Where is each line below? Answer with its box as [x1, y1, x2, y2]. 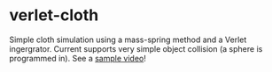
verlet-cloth [9, 5, 99, 25]
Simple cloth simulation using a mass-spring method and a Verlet [9, 34, 247, 45]
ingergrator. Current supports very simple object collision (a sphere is [9, 43, 263, 54]
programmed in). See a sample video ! [9, 53, 146, 63]
